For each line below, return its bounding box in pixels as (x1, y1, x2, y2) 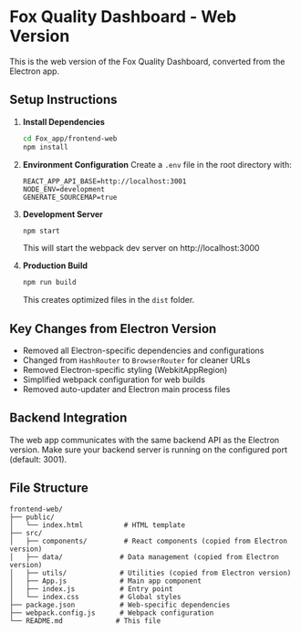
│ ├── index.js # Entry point (9, 584, 173, 594)
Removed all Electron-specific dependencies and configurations (22, 345, 265, 357)
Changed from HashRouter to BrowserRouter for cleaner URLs (22, 355, 251, 366)
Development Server (22, 208, 103, 220)
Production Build (22, 260, 88, 271)
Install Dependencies (22, 116, 105, 127)
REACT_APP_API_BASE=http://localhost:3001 (22, 176, 187, 186)
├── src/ (9, 528, 43, 537)
